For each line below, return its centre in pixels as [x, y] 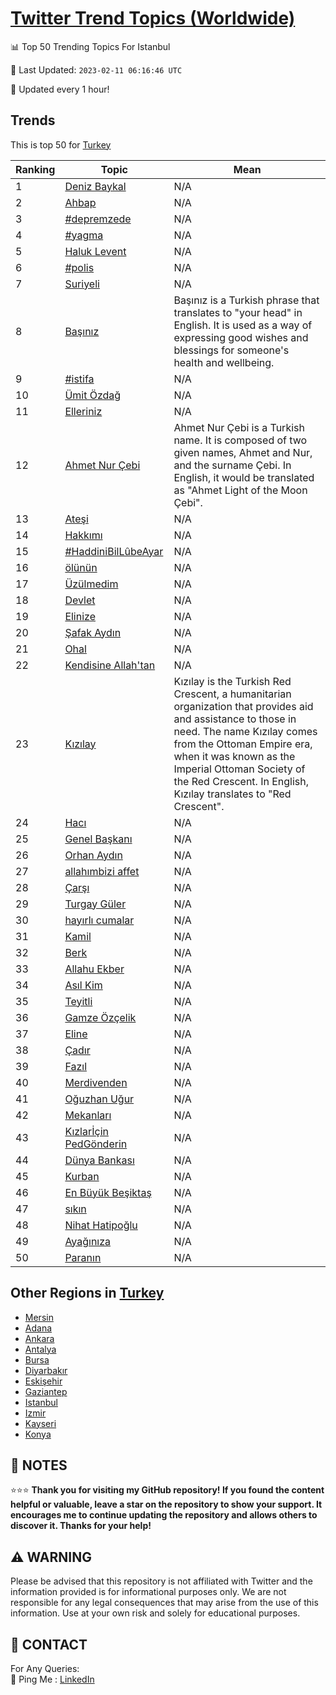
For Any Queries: [45, 1668]
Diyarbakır [46, 1370]
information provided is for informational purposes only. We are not [148, 1592]
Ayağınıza [88, 1241]
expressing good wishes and [241, 337]
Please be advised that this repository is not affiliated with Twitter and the [161, 1581]
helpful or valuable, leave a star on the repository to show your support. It [166, 1504]
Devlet [80, 600]
